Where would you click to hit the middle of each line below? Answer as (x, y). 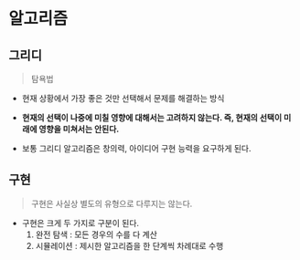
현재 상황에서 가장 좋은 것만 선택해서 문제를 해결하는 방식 (123, 98)
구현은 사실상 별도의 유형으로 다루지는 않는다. (112, 203)
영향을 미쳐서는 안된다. (79, 129)
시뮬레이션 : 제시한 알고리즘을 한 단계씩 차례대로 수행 (129, 245)
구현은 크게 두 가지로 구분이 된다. (80, 223)
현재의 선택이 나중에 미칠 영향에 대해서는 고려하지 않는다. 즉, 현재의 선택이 (152, 118)
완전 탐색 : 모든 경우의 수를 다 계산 (96, 234)
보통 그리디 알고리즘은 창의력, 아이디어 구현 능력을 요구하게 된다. (137, 148)
